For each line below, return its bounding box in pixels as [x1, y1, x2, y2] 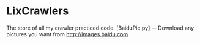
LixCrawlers [6, 4, 69, 18]
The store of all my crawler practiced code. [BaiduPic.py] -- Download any [6, 24, 194, 31]
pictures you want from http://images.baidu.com [6, 30, 128, 37]
